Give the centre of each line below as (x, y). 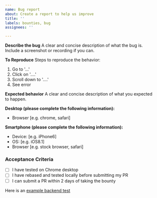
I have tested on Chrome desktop (45, 170)
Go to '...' (21, 69)
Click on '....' (24, 74)
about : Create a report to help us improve (50, 14)
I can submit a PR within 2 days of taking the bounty (64, 181)
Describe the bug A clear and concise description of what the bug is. (74, 45)
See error (21, 85)
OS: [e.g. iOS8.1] (28, 142)
